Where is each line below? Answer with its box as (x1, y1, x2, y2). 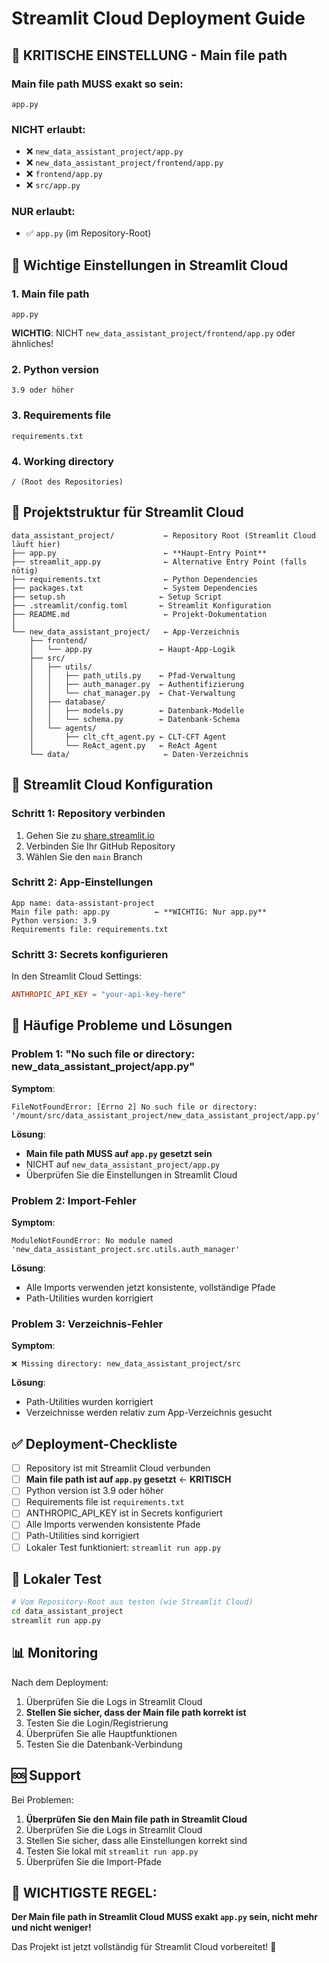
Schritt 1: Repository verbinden (11, 807, 166, 821)
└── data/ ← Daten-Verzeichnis (29, 749, 249, 759)
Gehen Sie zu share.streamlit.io (25, 829, 155, 841)
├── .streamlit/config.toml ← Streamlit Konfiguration (11, 600, 272, 611)
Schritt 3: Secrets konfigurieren (11, 947, 169, 961)
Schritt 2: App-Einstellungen (11, 875, 154, 889)
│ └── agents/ (29, 723, 98, 733)
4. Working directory (11, 454, 114, 468)
